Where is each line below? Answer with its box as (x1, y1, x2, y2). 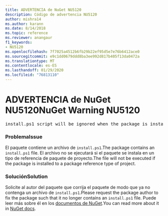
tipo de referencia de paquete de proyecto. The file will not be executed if (5, 155, 155, 161)
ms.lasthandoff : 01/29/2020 (5, 68, 64, 73)
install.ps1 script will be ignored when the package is (5, 121, 148, 126)
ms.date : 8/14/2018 (5, 26, 46, 31)
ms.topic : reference (5, 30, 48, 35)
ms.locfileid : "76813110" (5, 72, 59, 77)
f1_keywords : (5, 40, 32, 45)
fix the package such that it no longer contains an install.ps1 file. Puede (5, 195, 156, 201)
